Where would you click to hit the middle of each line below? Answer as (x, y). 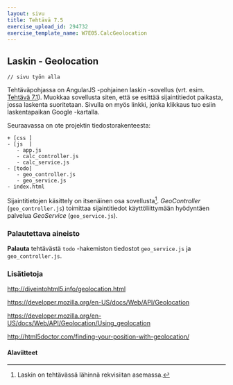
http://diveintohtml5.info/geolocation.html (67, 289)
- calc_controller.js (48, 157)
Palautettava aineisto (44, 233)
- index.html (26, 187)
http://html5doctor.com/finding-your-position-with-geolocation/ (98, 336)
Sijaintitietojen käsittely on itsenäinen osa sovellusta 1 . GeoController (104, 200)
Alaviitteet (23, 352)
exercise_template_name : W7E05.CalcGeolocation (77, 33)
